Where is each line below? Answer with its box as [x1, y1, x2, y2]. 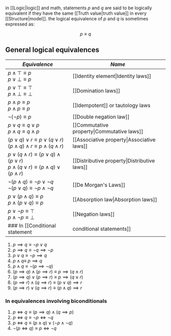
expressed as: [5, 21, 35, 27]
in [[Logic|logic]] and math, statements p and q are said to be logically [5, 5, 152, 11]
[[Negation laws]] [72, 210, 115, 217]
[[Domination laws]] [72, 87, 121, 94]
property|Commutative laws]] [72, 128, 144, 135]
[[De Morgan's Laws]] [72, 181, 126, 188]
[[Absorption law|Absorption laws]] [72, 196, 157, 203]
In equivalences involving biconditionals [5, 297, 107, 304]
